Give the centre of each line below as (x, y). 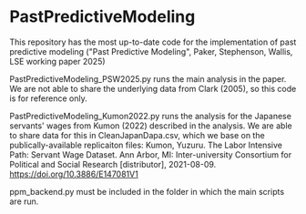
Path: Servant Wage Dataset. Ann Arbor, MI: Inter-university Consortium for (151, 154)
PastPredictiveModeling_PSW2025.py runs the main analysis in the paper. (148, 78)
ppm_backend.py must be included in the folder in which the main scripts (147, 191)
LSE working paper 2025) (58, 61)
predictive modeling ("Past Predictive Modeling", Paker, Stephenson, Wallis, (151, 51)
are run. (24, 201)
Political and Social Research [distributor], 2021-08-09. (113, 164)
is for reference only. (49, 98)
